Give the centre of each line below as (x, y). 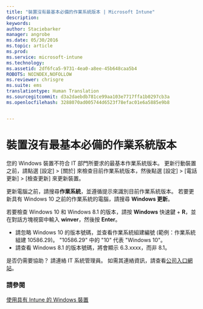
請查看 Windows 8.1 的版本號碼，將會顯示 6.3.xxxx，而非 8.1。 (93, 248)
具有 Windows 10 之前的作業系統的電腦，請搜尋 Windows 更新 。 (92, 199)
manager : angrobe (28, 35)
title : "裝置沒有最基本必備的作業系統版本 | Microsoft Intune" (81, 12)
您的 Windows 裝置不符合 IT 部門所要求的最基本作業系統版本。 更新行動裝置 (101, 163)
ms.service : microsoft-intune (45, 57)
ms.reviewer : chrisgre (35, 80)
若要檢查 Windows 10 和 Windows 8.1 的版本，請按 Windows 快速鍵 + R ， (99, 212)
